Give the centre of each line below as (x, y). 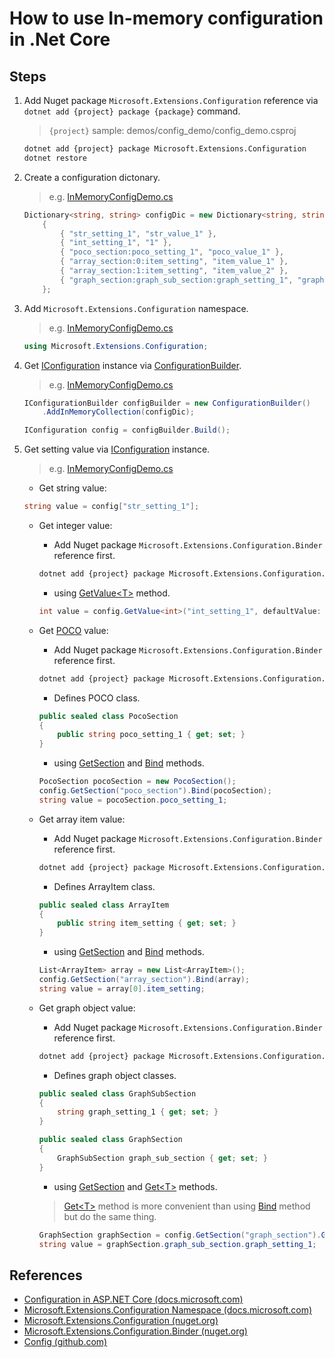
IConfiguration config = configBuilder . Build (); (127, 430)
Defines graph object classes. (115, 1075)
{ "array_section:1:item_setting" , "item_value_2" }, (174, 271)
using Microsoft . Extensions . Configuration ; (116, 346)
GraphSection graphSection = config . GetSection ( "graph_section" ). (180, 1235)
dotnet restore (55, 158)
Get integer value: (75, 525)
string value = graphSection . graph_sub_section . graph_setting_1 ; (177, 1244)
